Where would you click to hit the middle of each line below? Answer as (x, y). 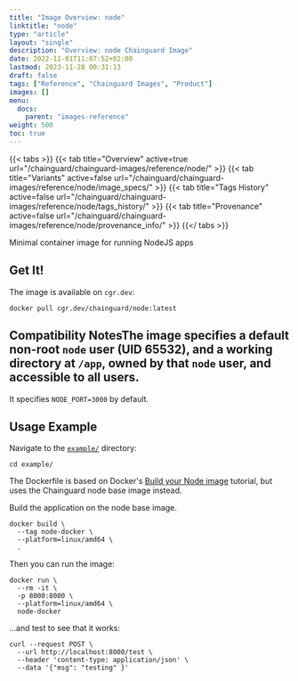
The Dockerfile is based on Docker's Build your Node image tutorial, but (141, 481)
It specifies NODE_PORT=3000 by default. (79, 398)
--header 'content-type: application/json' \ (103, 660)
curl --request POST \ (51, 644)
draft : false (33, 76)
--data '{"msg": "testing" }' (73, 668)
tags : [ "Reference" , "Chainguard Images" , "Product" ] (111, 84)
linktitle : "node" (43, 26)
